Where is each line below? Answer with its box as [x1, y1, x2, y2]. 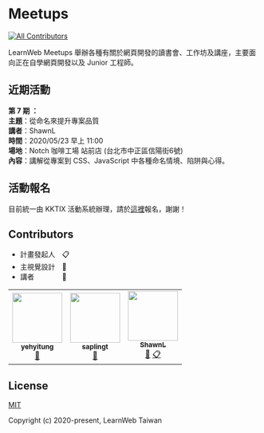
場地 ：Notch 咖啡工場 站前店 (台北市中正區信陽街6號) [8, 145, 183, 155]
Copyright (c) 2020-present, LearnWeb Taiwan [8, 415, 162, 425]
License [8, 379, 49, 392]
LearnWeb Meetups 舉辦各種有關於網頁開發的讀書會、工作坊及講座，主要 [8, 47, 250, 57]
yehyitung [21, 342, 54, 351]
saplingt [81, 342, 109, 351]
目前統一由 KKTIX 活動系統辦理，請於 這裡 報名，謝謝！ [8, 204, 187, 214]
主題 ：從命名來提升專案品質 [8, 116, 100, 125]
